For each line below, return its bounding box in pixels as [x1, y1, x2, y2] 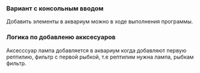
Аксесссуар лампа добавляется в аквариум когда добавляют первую [6, 46, 187, 54]
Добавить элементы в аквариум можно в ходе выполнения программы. [6, 18, 193, 25]
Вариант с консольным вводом [6, 4, 104, 13]
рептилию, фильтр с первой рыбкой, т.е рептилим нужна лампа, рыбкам [6, 53, 194, 60]
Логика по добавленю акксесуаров [6, 33, 116, 42]
